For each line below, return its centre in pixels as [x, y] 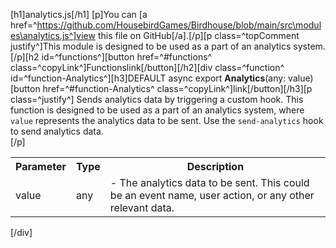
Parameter [41, 166]
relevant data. [142, 207]
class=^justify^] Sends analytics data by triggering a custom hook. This [157, 99]
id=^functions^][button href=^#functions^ [127, 57]
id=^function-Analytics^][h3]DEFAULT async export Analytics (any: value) [162, 78]
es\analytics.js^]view [53, 35]
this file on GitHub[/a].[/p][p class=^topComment [198, 35]
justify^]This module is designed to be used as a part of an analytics [151, 46]
